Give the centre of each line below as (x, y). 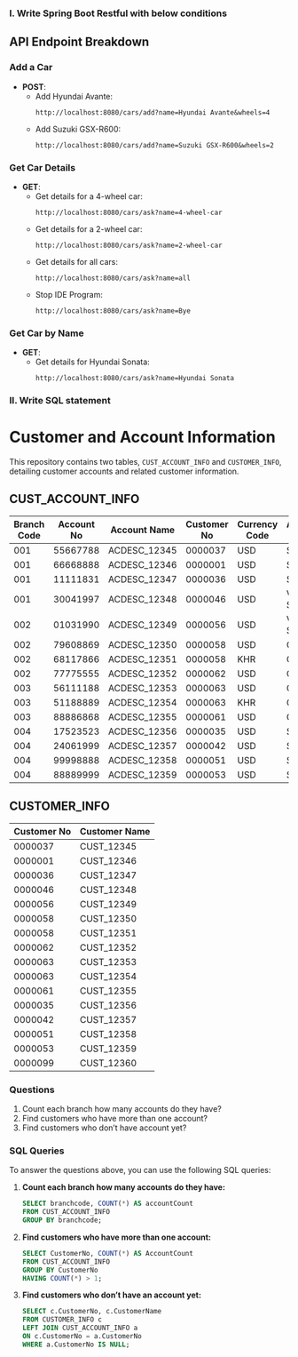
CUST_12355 (108, 991)
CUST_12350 (108, 918)
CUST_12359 (108, 1049)
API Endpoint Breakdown (79, 42)
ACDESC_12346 (142, 564)
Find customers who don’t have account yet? (104, 1128)
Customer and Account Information (143, 437)
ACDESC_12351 (142, 659)
